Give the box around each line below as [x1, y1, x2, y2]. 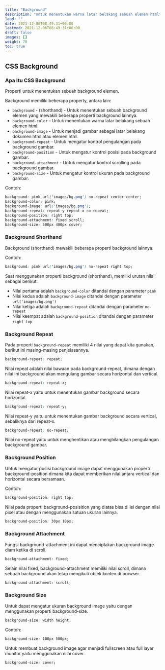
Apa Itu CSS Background [5, 77, 65, 84]
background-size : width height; [5, 618, 71, 623]
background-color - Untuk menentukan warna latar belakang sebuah [12, 118, 151, 124]
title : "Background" [5, 7, 48, 12]
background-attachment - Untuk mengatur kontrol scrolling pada [12, 160, 141, 166]
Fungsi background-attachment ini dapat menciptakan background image [5, 541, 154, 548]
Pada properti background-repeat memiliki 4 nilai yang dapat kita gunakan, [5, 341, 155, 348]
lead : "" [5, 16, 23, 21]
